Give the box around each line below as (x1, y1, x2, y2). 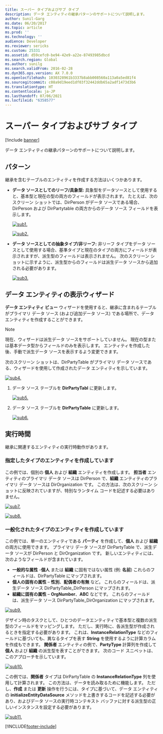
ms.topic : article (5, 25, 42, 30)
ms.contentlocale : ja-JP (5, 89, 55, 94)
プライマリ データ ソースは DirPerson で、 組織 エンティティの (26, 475, 149, 481)
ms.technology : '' (5, 35, 42, 40)
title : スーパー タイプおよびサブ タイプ (5, 7, 79, 12)
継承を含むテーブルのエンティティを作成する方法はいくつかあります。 (5, 176, 145, 182)
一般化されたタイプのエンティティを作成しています (5, 526, 124, 533)
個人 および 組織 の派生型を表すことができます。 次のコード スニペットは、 (5, 648, 156, 654)
